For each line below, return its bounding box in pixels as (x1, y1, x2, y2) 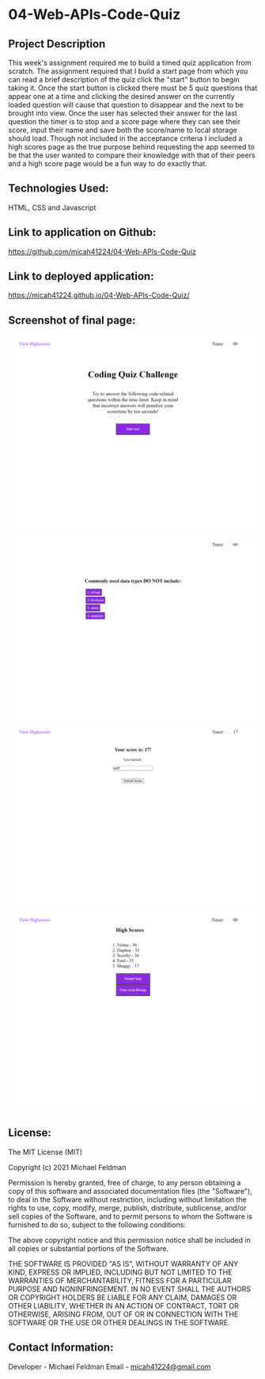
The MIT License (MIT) (8, 1147, 83, 1157)
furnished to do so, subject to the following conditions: (8, 1220, 186, 1229)
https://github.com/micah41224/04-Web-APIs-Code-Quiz (8, 247, 196, 256)
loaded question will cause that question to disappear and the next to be (8, 100, 244, 109)
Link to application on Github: (8, 225, 157, 239)
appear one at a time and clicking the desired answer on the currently (8, 92, 235, 100)
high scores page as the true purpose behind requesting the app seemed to (8, 142, 256, 151)
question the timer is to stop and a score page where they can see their (8, 117, 241, 126)
